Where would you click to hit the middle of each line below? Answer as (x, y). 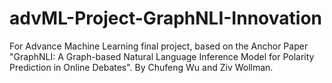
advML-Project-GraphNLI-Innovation (165, 18)
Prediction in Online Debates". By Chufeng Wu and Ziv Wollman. (141, 67)
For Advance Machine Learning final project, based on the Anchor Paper (159, 46)
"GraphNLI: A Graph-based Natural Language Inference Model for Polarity (162, 56)
